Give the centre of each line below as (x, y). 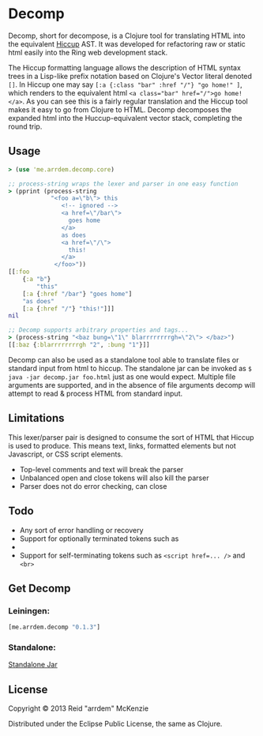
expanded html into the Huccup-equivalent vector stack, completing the (125, 118)
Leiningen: (29, 610)
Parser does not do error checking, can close (93, 486)
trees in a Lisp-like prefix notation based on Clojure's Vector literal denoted (130, 76)
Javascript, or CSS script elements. (66, 454)
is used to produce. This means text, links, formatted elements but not (122, 445)
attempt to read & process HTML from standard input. (96, 393)
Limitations (36, 418)
